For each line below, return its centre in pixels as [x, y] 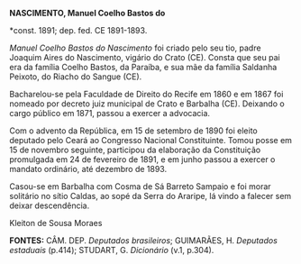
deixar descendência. [50, 205]
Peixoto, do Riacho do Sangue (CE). [76, 77]
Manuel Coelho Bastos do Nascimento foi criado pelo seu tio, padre [135, 48]
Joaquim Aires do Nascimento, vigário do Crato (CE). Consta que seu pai [145, 57]
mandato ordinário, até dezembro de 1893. [88, 169]
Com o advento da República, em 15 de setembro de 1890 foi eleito [134, 131]
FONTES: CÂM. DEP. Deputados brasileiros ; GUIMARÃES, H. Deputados [143, 241]
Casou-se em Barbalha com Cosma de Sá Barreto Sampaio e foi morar [141, 187]
